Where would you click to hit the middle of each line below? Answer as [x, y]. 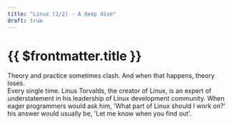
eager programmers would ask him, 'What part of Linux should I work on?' [117, 106]
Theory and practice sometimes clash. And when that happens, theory [111, 76]
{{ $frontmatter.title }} [75, 56]
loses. [16, 84]
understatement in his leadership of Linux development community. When [116, 99]
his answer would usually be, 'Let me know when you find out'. [100, 114]
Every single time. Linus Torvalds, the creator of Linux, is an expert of [110, 91]
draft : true [25, 21]
